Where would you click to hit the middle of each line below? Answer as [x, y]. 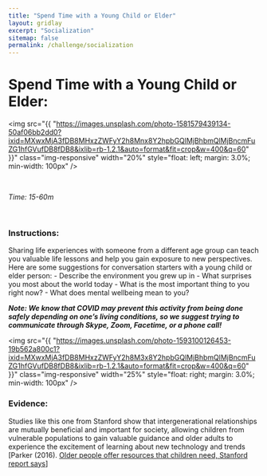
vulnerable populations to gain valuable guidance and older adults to [121, 438]
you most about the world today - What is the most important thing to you [129, 285]
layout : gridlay [35, 23]
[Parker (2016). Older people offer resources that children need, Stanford [128, 454]
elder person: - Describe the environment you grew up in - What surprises [130, 276]
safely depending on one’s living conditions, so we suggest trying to [124, 317]
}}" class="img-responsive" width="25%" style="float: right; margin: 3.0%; [132, 375]
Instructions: [34, 233]
